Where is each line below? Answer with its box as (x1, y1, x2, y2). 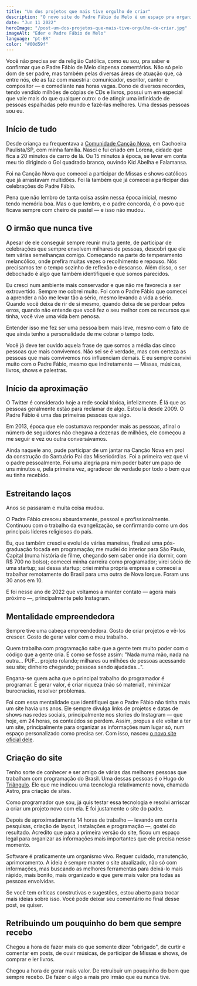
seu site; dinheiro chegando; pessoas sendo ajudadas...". (6, 663, 144, 670)
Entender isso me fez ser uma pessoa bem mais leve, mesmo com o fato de (6, 324, 189, 331)
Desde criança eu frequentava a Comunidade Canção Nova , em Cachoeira (6, 140, 186, 147)
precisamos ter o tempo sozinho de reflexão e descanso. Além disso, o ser (6, 264, 186, 271)
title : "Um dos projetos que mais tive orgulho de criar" (6, 8, 151, 15)
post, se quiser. (6, 901, 43, 909)
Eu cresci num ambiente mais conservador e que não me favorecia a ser (6, 281, 181, 288)
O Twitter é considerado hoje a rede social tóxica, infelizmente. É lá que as (6, 399, 186, 406)
